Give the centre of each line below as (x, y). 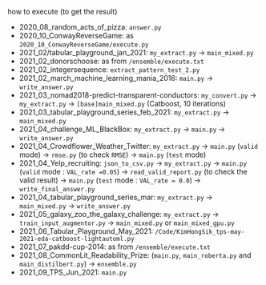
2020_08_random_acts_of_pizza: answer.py (90, 27)
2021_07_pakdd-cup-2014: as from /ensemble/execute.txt (115, 247)
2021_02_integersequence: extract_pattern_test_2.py (109, 70)
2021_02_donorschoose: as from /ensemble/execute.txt (112, 61)
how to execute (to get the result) (62, 12)
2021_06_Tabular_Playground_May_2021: (86, 231)
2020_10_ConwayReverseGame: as (76, 36)
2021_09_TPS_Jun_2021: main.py (73, 272)
